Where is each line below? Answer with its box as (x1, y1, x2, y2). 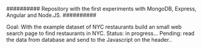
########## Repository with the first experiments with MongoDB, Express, (6, 5, 197, 12)
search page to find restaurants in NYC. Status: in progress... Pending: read (6, 30, 195, 37)
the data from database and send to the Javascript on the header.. (6, 36, 172, 43)
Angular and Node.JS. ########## (6, 11, 97, 19)
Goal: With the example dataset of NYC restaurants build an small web (6, 24, 182, 30)
